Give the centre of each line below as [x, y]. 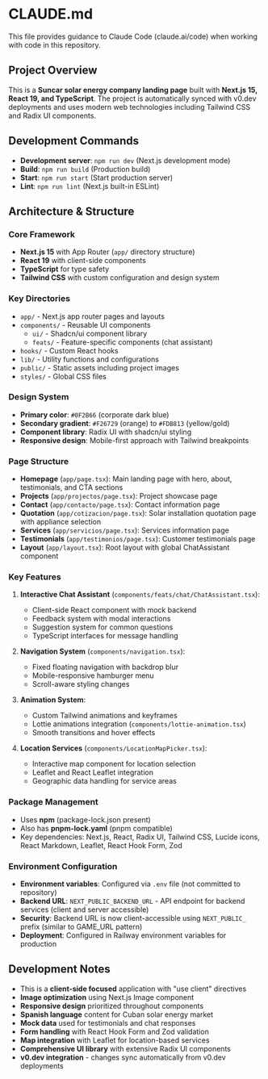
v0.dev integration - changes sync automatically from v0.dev [123, 1057]
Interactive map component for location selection [114, 764]
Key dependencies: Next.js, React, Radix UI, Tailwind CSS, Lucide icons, [140, 837]
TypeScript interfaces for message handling [105, 636]
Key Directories [40, 299]
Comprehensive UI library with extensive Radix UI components [126, 1048]
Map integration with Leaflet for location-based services [115, 1040]
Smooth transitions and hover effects [94, 733]
